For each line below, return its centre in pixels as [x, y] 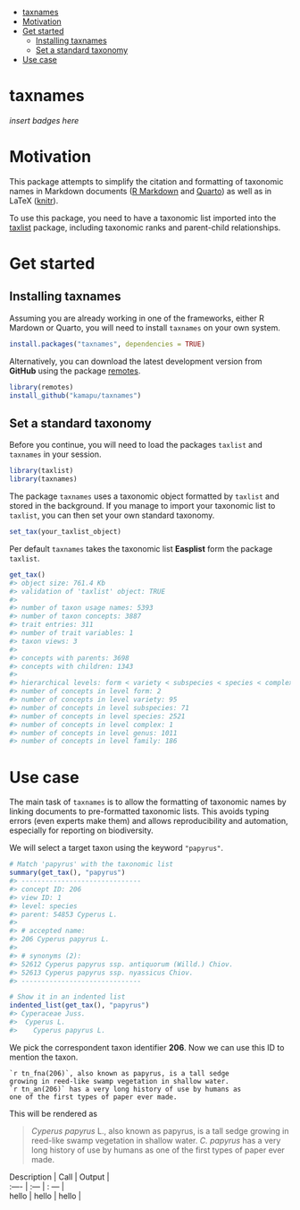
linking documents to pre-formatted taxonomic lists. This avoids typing [139, 811]
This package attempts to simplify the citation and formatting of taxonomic [146, 181]
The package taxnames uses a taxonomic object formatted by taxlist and [144, 496]
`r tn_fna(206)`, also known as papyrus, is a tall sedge [119, 1073]
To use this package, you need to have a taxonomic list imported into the [143, 218]
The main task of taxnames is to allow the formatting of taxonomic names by [148, 802]
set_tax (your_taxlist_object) [66, 532]
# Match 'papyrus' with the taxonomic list [92, 864]
